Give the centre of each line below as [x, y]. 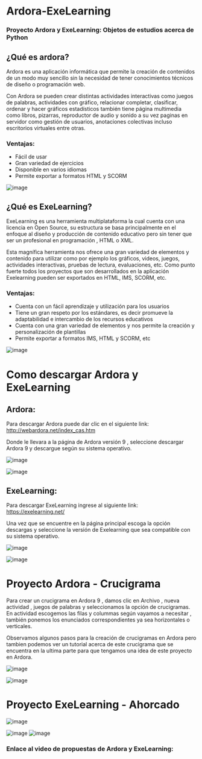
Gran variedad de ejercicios [49, 163]
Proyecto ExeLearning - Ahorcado [93, 705]
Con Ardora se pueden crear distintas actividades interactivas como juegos [100, 96]
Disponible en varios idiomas [51, 169]
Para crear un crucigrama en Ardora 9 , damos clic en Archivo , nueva [93, 600]
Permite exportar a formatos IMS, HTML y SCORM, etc [83, 338]
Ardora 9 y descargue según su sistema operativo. [69, 449]
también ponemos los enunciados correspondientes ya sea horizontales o [98, 620]
